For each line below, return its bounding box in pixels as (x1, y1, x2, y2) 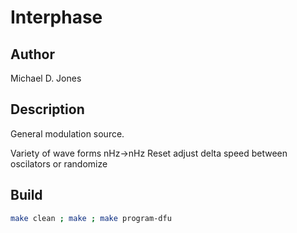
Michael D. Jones (10, 72, 82, 84)
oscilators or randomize (10, 157, 108, 170)
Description (10, 101, 85, 118)
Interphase (10, 6, 103, 29)
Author (10, 46, 55, 63)
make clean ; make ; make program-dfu (10, 213, 172, 223)
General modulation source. (10, 127, 125, 140)
